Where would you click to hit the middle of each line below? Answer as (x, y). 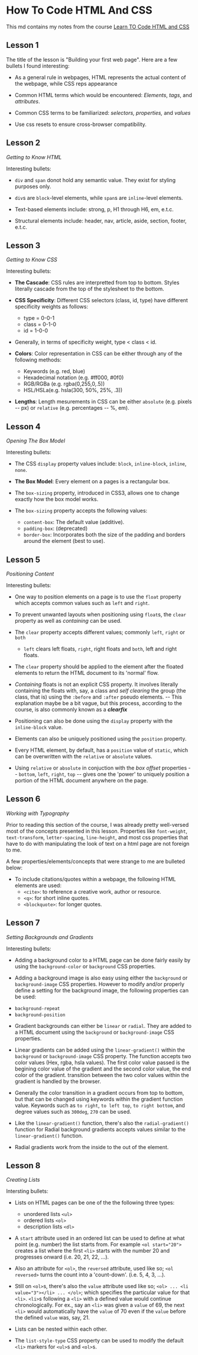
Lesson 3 (23, 245)
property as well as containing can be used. (68, 621)
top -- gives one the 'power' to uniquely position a (128, 774)
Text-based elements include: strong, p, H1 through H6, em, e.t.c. (94, 209)
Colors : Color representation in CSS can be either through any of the (98, 354)
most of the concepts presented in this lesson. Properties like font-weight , (97, 831)
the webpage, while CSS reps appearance (66, 83)
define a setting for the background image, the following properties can (102, 990)
